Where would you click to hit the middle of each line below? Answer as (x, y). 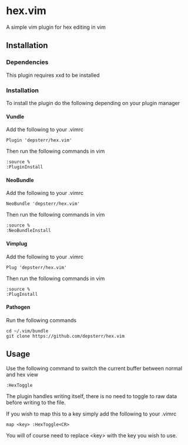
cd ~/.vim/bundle (27, 331)
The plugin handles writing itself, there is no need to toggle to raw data (92, 396)
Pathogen (18, 307)
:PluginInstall (25, 167)
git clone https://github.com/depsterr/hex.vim (66, 336)
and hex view (22, 375)
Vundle (15, 116)
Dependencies (27, 62)
